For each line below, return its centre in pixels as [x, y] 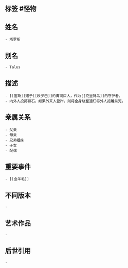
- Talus [13, 67]
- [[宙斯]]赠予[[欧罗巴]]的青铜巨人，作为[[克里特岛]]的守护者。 [64, 96]
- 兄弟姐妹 [15, 140]
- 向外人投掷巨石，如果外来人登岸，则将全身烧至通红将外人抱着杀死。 [65, 101]
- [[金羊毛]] [17, 179]
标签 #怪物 [21, 9]
